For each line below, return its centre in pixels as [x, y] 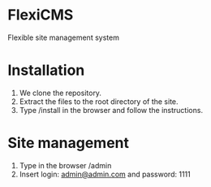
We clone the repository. [60, 93]
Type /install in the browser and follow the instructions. [111, 110]
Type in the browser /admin [65, 165]
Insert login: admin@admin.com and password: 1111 [105, 174]
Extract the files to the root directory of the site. [99, 101]
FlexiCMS [41, 15]
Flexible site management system [63, 37]
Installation [46, 70]
